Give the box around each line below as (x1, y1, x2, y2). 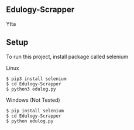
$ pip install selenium (6, 108, 64, 114)
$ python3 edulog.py (6, 86, 57, 92)
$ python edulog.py (6, 118, 54, 124)
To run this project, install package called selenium (6, 53, 129, 60)
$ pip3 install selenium (6, 76, 67, 82)
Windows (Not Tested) (6, 96, 60, 104)
